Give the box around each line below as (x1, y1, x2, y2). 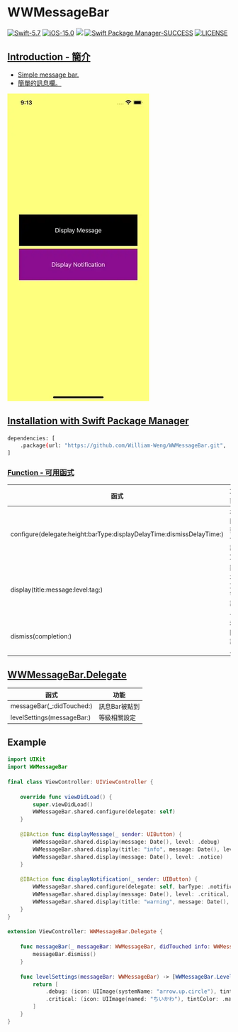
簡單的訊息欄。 (17, 79, 62, 87)
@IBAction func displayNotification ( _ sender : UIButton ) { (20, 876, 198, 883)
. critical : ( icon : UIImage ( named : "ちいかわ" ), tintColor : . (45, 996, 225, 1003)
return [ (33, 981, 59, 988)
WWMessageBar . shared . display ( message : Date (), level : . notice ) (33, 853, 223, 860)
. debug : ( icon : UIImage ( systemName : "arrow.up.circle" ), (45, 988, 217, 995)
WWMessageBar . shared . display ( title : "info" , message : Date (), (33, 846, 220, 853)
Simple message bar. (17, 70, 79, 79)
